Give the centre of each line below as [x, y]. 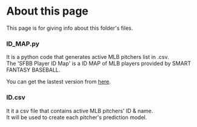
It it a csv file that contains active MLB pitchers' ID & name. [80, 111]
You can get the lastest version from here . [58, 82]
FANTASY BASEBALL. [33, 70]
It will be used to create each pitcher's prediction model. [77, 117]
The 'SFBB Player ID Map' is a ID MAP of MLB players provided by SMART [99, 63]
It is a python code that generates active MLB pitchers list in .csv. [88, 57]
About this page [48, 11]
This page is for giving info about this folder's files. [70, 28]
